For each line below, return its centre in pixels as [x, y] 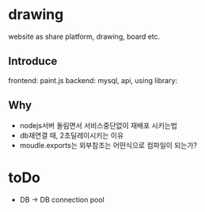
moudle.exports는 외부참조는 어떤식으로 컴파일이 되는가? [108, 145]
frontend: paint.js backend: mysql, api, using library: [93, 80]
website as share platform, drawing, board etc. [84, 36]
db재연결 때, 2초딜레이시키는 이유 [72, 135]
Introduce [33, 61]
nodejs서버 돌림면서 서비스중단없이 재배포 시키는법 [99, 125]
